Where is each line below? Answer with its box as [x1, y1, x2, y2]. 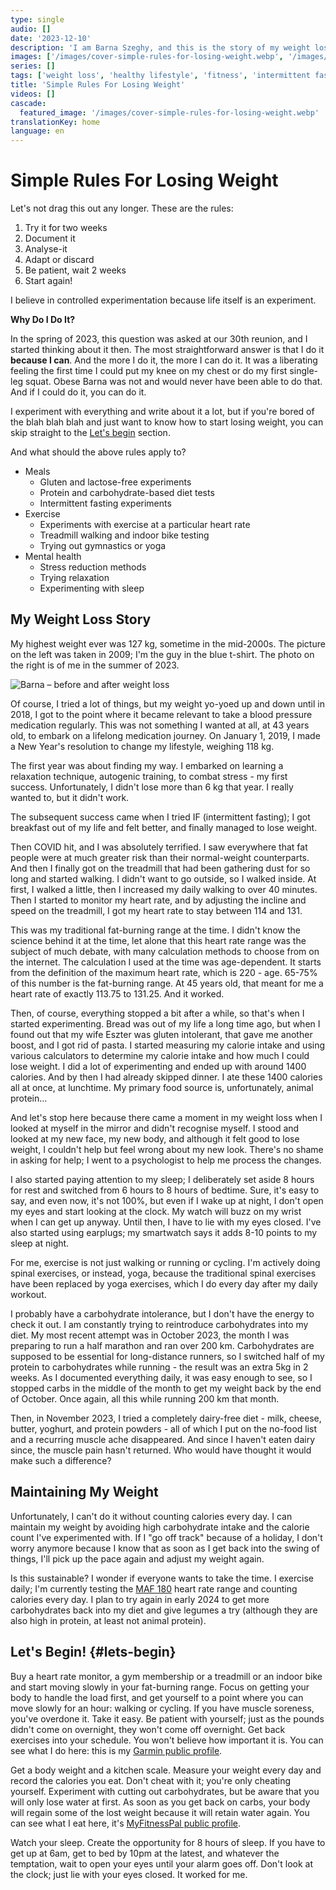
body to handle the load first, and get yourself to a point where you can [10, 1691, 304, 1703]
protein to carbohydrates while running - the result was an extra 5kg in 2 [10, 1361, 309, 1373]
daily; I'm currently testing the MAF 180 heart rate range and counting [10, 1582, 298, 1595]
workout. [10, 1288, 47, 1300]
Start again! [24, 275, 73, 287]
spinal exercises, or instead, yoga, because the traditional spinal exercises [10, 1267, 317, 1279]
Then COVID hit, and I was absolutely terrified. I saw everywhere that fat [10, 841, 308, 853]
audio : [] [10, 24, 52, 34]
